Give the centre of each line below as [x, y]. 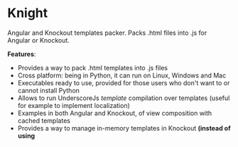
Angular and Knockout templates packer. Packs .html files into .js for [107, 33]
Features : [22, 54]
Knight [28, 13]
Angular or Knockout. [38, 40]
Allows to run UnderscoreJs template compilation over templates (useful [124, 98]
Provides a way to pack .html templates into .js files [93, 67]
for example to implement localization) [74, 105]
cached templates [44, 120]
